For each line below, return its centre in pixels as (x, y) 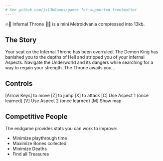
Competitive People (37, 116)
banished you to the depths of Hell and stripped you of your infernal (75, 57)
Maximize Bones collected (39, 144)
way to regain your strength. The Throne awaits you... (60, 68)
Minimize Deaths (30, 149)
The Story (21, 40)
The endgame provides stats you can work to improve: (61, 129)
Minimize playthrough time (40, 138)
